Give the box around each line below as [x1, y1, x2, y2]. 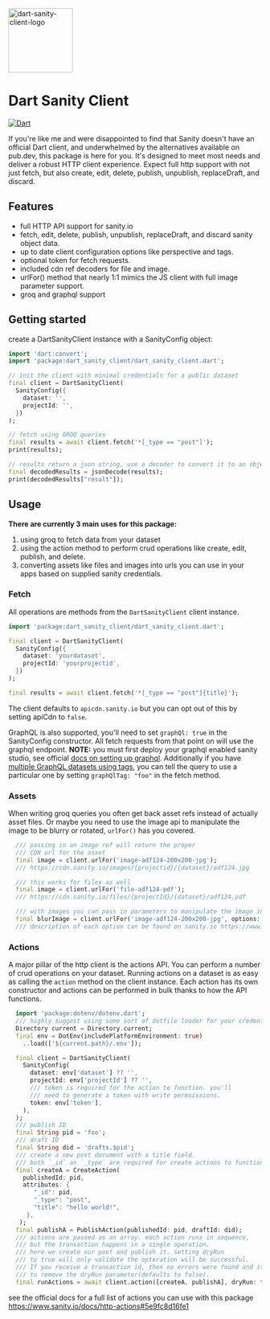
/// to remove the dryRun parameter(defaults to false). [15, 1270, 211, 1279]
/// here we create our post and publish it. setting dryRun [15, 1248, 225, 1256]
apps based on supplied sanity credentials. [19, 568, 163, 578]
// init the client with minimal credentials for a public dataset [8, 371, 239, 380]
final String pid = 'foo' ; [15, 1129, 106, 1137]
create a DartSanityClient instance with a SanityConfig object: [8, 334, 213, 344]
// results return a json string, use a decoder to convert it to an [8, 461, 247, 469]
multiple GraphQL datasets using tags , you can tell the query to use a [8, 761, 238, 771]
